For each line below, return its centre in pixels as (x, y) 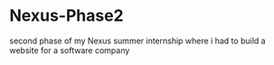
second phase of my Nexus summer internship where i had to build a (137, 41)
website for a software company (70, 50)
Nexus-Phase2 (66, 16)
